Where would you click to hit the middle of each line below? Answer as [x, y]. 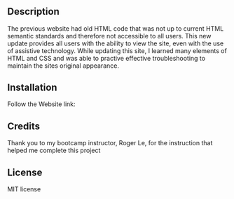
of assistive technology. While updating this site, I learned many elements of [117, 50]
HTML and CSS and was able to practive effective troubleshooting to [106, 58]
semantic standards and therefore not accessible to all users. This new [109, 36]
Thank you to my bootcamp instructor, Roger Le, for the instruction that [110, 143]
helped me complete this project [54, 150]
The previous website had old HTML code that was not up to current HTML [116, 28]
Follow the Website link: [41, 104]
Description [33, 12]
